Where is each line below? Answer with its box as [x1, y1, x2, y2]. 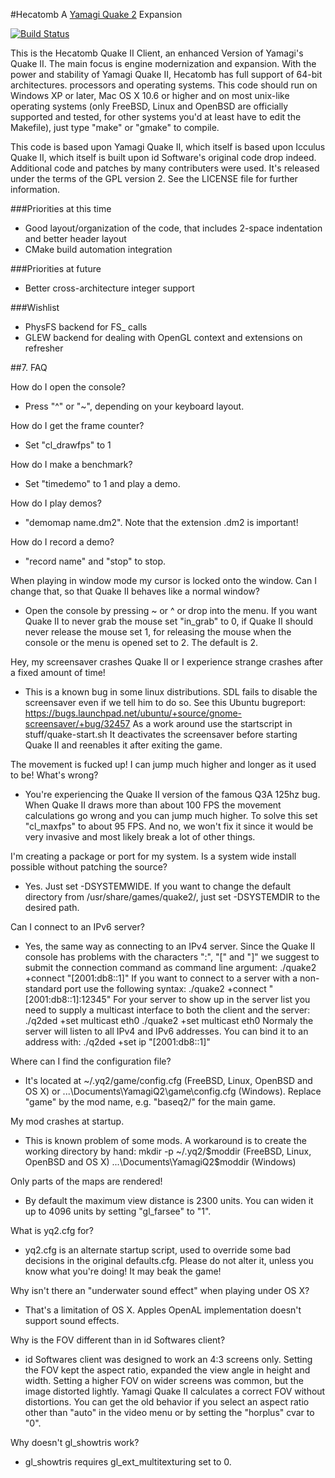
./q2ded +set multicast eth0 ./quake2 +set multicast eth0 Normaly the [24, 1015, 314, 1026]
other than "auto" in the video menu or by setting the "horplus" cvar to [24, 1407, 315, 1418]
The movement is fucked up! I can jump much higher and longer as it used [10, 759, 317, 770]
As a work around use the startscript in [132, 718, 293, 729]
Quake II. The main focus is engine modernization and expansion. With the [10, 58, 317, 69]
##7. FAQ [10, 362, 48, 373]
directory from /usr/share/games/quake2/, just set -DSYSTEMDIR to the [24, 891, 321, 903]
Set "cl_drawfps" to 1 [24, 439, 112, 451]
